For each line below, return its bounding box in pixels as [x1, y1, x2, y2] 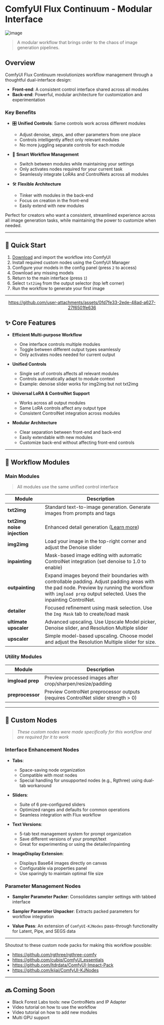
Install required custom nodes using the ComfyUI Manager [12, 259, 130, 265]
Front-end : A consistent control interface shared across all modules [12, 86, 149, 92]
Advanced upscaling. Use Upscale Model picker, [44, 619, 156, 626]
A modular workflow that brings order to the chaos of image [17, 39, 138, 45]
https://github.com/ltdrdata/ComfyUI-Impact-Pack [12, 962, 114, 968]
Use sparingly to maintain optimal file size [19, 870, 103, 876]
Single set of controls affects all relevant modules [19, 370, 119, 377]
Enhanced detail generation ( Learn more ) [44, 524, 140, 531]
